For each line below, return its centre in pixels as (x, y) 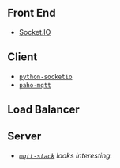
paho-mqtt (35, 85)
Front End (32, 13)
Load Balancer (43, 110)
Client (22, 57)
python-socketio (45, 77)
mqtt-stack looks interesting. (66, 155)
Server (24, 137)
